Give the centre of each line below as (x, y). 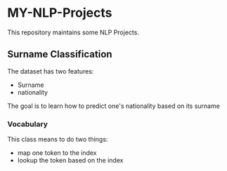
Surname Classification (60, 54)
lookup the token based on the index (70, 160)
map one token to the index (57, 153)
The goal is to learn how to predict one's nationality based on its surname (113, 106)
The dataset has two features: (51, 71)
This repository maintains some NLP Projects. (73, 32)
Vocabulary (27, 124)
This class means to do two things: (58, 139)
